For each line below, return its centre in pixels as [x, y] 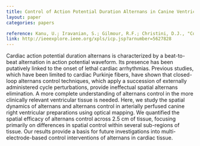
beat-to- [175, 56]
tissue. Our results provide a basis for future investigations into [83, 132]
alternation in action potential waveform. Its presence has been [96, 62]
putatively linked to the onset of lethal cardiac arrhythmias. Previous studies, [100, 68]
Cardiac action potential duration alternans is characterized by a [85, 56]
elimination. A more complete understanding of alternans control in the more [100, 94]
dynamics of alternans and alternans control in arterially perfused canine [96, 106]
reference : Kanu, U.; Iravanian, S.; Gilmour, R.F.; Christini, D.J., [96, 33]
